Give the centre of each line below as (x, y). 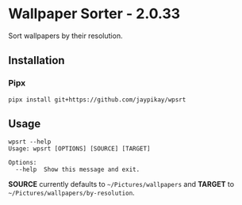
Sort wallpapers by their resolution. (65, 36)
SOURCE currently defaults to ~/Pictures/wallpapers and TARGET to (121, 184)
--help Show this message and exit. (78, 170)
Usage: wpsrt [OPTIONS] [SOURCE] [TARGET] (79, 149)
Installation (36, 61)
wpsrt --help (30, 142)
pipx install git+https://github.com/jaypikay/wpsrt (97, 100)
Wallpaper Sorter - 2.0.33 (94, 14)
